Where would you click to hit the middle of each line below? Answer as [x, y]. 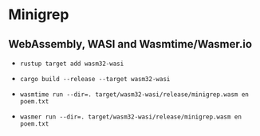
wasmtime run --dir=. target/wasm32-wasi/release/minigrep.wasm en [134, 95]
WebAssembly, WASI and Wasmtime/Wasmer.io [130, 44]
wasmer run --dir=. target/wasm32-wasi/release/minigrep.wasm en [130, 117]
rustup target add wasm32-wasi [72, 64]
